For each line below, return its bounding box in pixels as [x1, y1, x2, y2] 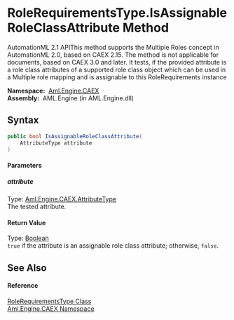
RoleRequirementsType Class [7, 297, 92, 305]
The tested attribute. [7, 202, 67, 211]
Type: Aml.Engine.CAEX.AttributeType [7, 194, 117, 203]
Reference [7, 281, 39, 290]
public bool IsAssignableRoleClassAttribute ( [7, 133, 142, 140]
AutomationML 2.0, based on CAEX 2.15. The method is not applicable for [7, 51, 219, 59]
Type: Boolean [7, 234, 49, 243]
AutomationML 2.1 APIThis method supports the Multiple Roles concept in [7, 43, 219, 51]
